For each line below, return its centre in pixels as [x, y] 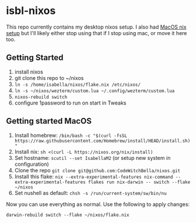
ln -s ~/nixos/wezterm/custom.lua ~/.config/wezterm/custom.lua [94, 91]
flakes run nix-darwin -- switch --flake [139, 182]
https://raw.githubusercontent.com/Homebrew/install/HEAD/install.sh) [102, 141]
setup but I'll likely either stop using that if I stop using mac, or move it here [97, 33]
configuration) [32, 164]
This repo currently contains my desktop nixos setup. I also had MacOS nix [96, 27]
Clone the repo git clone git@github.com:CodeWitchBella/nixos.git [97, 170]
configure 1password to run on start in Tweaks [71, 103]
